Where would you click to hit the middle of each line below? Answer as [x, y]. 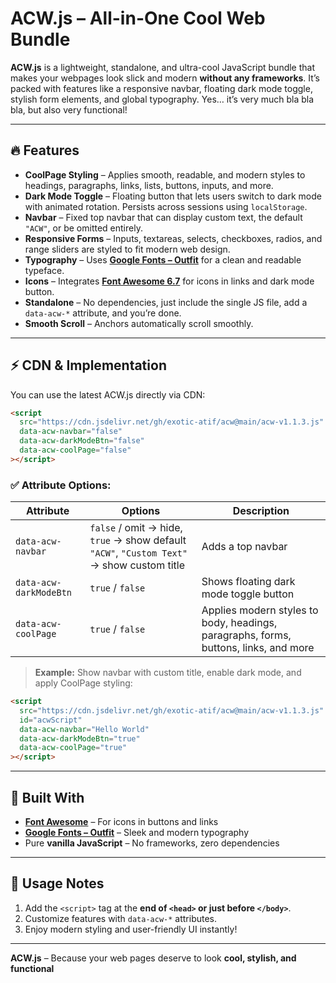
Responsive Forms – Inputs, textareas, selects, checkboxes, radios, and [173, 238]
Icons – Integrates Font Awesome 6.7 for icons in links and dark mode [169, 281]
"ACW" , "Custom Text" [138, 553]
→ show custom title [137, 565]
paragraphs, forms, [246, 635]
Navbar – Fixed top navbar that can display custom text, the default [163, 217]
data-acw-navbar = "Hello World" [84, 729]
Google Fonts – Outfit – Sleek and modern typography [137, 833]
